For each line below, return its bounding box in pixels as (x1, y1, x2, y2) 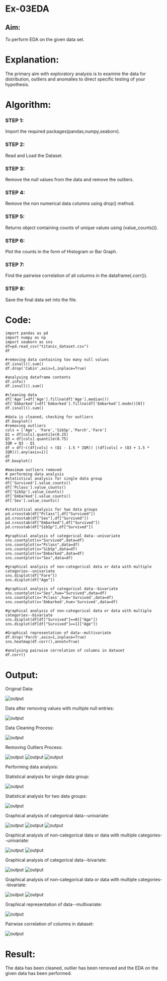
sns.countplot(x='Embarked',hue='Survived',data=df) (5, 600, 118, 605)
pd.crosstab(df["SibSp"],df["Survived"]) (5, 525, 94, 530)
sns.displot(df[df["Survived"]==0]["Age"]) (5, 617, 98, 622)
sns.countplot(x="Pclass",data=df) (5, 542, 80, 547)
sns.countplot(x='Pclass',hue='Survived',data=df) (5, 595, 114, 600)
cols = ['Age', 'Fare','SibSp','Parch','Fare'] (5, 428, 107, 433)
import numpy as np (5, 335, 46, 340)
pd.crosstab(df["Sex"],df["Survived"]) (5, 516, 89, 521)
